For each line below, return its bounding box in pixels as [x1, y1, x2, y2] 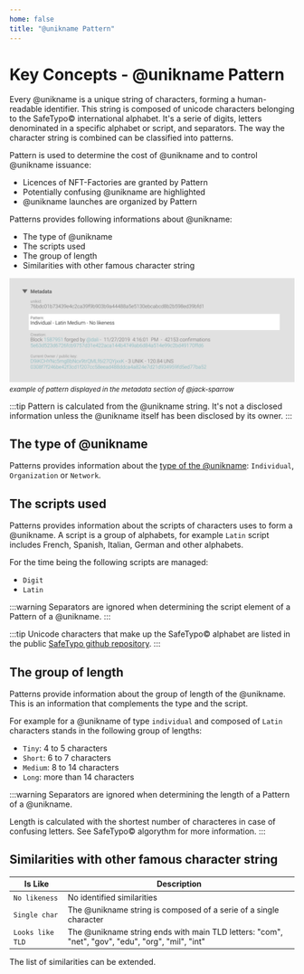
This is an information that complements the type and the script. [9, 697, 249, 709]
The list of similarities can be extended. [9, 956, 157, 967]
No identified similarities [67, 892, 158, 903]
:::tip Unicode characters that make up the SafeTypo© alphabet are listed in [9, 629, 291, 639]
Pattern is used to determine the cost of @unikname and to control [9, 150, 258, 161]
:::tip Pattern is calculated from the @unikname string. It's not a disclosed [9, 401, 283, 411]
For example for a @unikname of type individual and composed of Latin [9, 715, 283, 726]
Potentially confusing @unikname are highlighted [22, 186, 206, 198]
